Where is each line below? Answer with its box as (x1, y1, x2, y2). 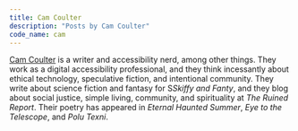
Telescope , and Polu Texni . (9, 111, 109, 122)
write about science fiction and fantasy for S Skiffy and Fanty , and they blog (9, 83, 289, 94)
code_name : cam (9, 30, 66, 39)
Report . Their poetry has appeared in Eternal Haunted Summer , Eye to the (9, 102, 283, 113)
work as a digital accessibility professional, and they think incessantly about (9, 64, 289, 74)
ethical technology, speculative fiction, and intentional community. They (9, 74, 275, 84)
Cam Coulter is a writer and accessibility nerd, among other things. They (9, 55, 277, 65)
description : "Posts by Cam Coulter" (9, 22, 150, 31)
